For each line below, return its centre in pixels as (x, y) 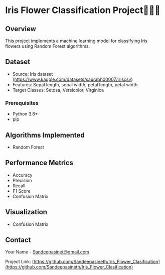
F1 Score (22, 191)
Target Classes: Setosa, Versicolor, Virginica (58, 90)
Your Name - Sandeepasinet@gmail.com (47, 252)
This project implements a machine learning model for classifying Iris (76, 41)
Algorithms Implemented (45, 135)
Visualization (26, 212)
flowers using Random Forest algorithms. (48, 46)
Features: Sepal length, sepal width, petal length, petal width (75, 84)
